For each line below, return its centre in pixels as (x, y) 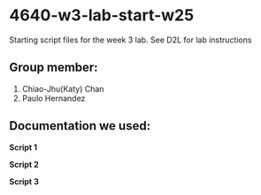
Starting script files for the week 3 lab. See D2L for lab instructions (130, 40)
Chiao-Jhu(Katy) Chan (63, 88)
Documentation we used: (80, 126)
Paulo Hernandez (54, 98)
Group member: (54, 67)
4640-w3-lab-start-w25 (102, 15)
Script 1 (23, 147)
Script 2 (24, 164)
